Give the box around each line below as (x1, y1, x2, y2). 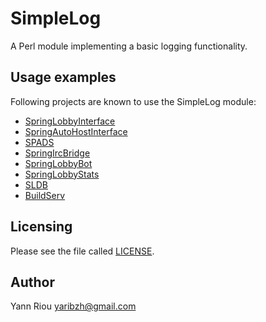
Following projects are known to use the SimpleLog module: (10, 95, 257, 107)
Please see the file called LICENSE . (10, 245, 155, 257)
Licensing (10, 218, 73, 236)
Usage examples (10, 69, 117, 86)
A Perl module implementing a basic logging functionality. (10, 40, 248, 52)
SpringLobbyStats (24, 168, 100, 180)
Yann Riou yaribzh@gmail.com (10, 300, 137, 312)
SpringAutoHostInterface (24, 125, 128, 137)
